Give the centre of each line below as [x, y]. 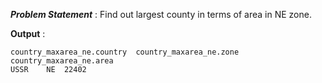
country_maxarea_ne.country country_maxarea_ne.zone [125, 52]
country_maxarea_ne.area [62, 61]
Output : [28, 33]
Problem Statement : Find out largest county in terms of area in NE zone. [161, 14]
